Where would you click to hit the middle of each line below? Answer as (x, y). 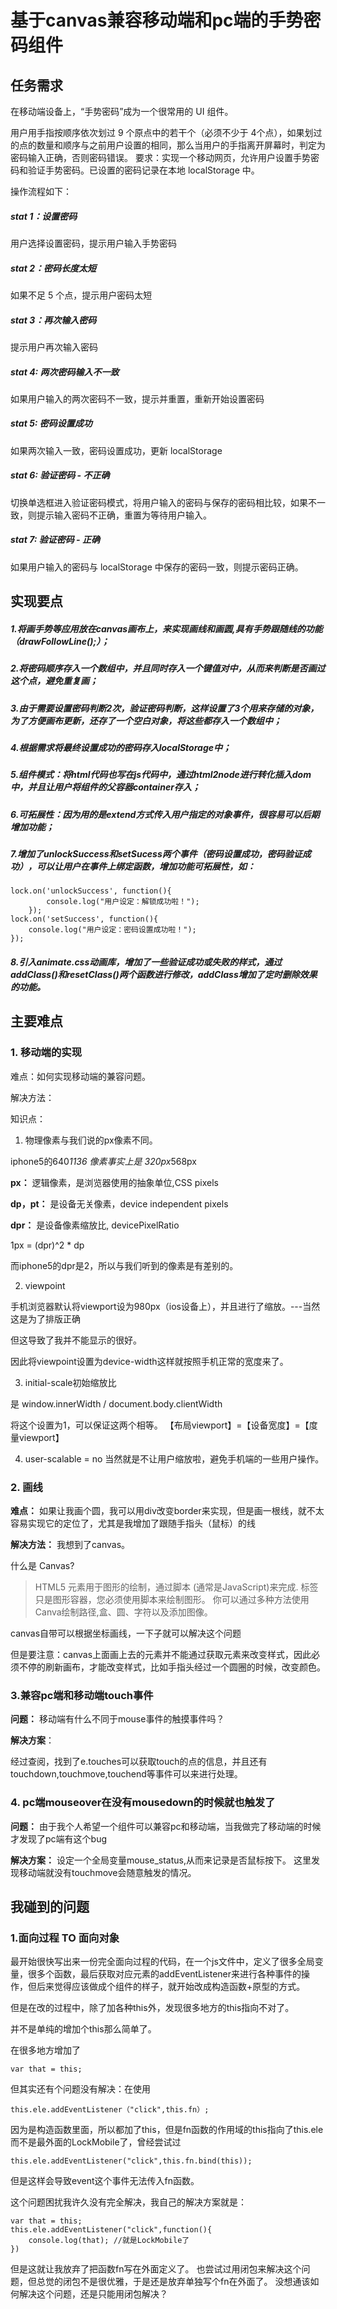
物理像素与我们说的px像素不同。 (91, 1140)
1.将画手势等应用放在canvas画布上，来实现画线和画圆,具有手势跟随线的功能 (166, 628)
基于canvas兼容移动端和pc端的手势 (157, 20)
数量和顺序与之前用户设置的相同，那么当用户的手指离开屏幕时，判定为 (181, 145)
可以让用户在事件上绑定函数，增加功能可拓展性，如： (146, 867)
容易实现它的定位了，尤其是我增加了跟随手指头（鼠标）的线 (133, 1523)
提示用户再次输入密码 (54, 347)
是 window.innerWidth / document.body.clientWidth (116, 1403)
